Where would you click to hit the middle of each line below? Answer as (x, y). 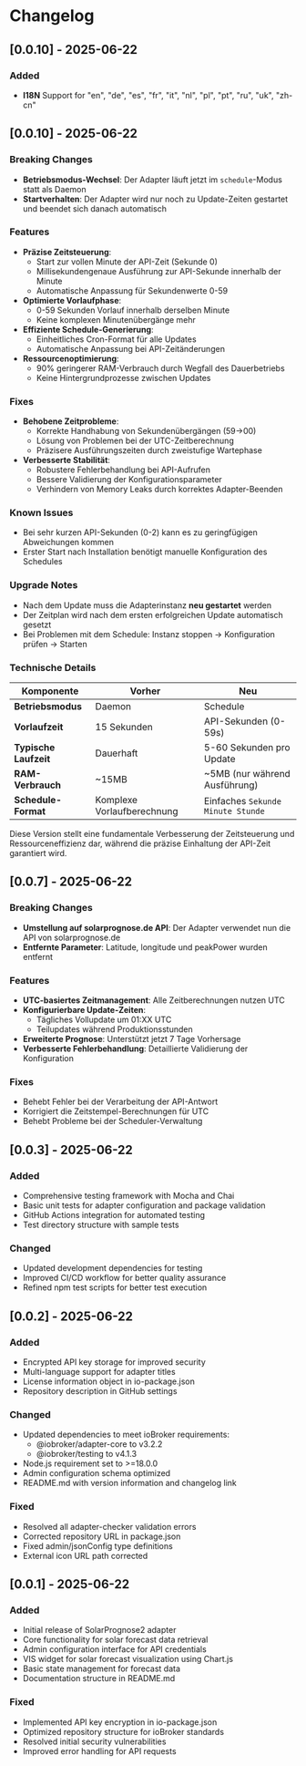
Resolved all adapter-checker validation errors (109, 1526)
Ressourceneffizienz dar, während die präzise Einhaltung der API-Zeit (140, 843)
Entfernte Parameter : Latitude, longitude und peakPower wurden (145, 947)
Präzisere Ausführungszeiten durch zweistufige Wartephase (149, 450)
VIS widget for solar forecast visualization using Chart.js (128, 1659)
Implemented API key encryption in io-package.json (120, 1722)
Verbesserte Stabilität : (66, 460)
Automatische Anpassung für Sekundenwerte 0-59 (132, 290)
